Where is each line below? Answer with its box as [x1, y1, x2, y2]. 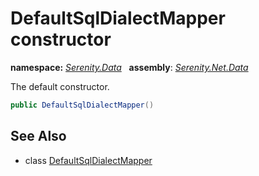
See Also [10, 128, 67, 145]
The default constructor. [10, 80, 110, 92]
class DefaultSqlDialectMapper [24, 154, 153, 166]
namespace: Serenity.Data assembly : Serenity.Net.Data [10, 61, 249, 73]
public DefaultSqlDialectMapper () [10, 100, 155, 110]
